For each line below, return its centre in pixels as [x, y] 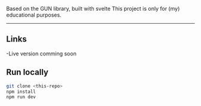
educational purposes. [34, 15]
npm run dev [21, 97]
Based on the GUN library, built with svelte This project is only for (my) [93, 9]
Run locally [28, 72]
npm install [21, 92]
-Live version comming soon [41, 54]
